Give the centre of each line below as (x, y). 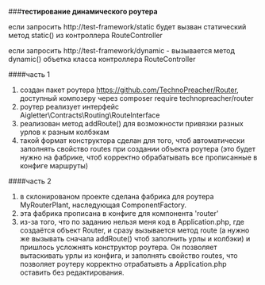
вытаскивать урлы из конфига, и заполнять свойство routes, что (129, 256)
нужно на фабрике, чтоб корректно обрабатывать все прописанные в (138, 157)
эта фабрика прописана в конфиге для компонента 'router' (119, 213)
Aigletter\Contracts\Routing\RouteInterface (90, 115)
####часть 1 (29, 74)
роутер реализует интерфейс (69, 107)
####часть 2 (30, 181)
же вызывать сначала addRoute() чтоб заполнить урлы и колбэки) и (135, 239)
